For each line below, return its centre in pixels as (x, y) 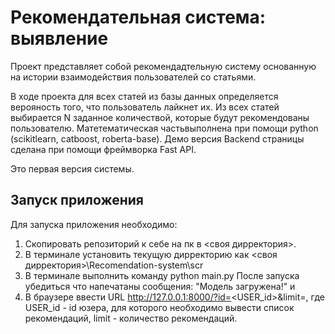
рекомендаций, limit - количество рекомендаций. (131, 318)
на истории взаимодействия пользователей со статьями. (133, 77)
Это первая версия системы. (72, 168)
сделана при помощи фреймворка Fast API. (103, 149)
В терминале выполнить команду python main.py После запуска (162, 275)
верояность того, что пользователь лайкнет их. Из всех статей (145, 107)
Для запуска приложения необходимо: (94, 224)
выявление (59, 38)
